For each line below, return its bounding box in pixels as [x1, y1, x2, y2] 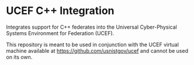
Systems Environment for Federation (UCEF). [6, 29, 115, 36]
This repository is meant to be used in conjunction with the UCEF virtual [6, 41, 179, 48]
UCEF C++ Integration [6, 4, 115, 18]
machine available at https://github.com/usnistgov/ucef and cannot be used [6, 47, 189, 54]
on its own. [6, 53, 33, 60]
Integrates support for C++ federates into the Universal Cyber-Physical [6, 23, 177, 30]
